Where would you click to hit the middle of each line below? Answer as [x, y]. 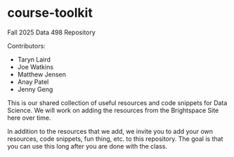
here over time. [29, 118]
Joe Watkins [35, 67]
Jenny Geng [35, 89]
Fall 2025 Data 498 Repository [52, 32]
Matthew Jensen [42, 74]
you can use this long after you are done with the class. [87, 146]
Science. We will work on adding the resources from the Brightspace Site [113, 110]
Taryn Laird [34, 59]
